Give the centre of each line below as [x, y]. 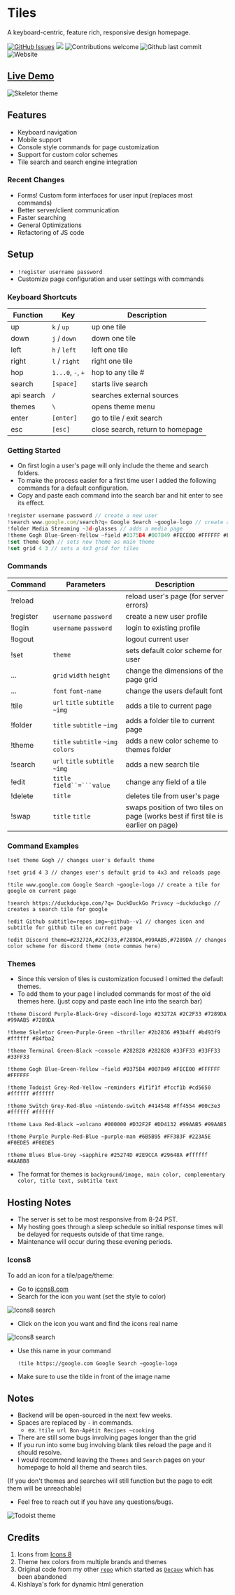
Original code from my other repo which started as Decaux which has [116, 1569]
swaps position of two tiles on [175, 807]
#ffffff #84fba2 [31, 1039]
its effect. [31, 503]
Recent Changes [36, 180]
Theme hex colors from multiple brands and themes [92, 1562]
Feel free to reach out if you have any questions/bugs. [95, 1502]
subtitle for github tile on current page [70, 928]
